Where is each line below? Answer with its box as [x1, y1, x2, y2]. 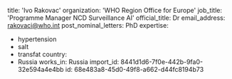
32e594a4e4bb [17, 65, 64, 73]
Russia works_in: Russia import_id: [17, 58, 120, 66]
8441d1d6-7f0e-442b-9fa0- [120, 58, 204, 66]
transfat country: [17, 50, 68, 58]
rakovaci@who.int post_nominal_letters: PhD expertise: [7, 21, 169, 29]
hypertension [17, 35, 57, 43]
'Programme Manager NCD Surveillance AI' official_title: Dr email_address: [7, 14, 226, 22]
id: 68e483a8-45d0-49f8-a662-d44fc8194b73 [65, 65, 204, 73]
